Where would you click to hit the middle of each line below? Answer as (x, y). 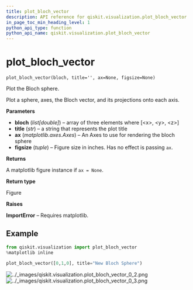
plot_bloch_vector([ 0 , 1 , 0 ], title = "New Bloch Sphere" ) (74, 263)
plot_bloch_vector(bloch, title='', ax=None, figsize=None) (81, 78)
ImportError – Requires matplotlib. (47, 215)
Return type (21, 181)
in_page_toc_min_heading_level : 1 (48, 22)
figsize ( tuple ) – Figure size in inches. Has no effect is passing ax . (94, 147)
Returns (16, 159)
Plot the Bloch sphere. (33, 89)
